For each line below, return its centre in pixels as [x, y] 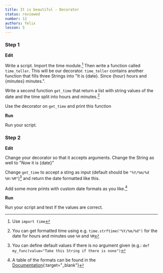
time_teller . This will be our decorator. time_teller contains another [74, 71]
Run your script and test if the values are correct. [54, 207]
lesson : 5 [15, 28]
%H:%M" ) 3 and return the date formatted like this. [52, 178]
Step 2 [13, 137]
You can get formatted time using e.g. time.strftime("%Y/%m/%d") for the [85, 231]
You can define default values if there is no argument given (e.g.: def [81, 245]
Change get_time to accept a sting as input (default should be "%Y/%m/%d [77, 172]
